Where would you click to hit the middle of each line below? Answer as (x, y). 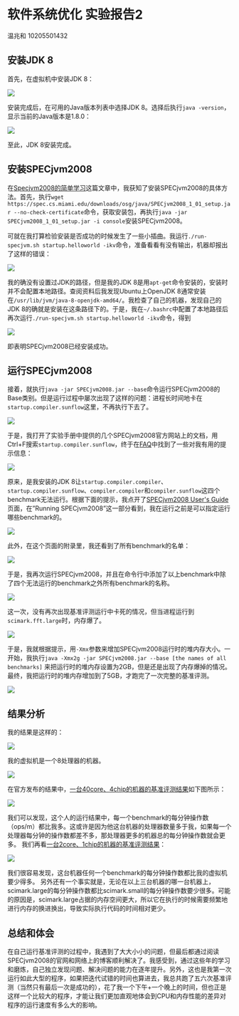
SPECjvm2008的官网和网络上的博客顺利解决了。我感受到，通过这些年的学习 (119, 960)
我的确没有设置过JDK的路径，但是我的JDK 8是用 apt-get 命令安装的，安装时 (118, 282)
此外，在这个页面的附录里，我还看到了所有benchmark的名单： (99, 546)
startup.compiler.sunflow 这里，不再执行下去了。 (80, 407)
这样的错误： (32, 253)
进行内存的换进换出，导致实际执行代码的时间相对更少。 (88, 908)
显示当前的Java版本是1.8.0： (49, 116)
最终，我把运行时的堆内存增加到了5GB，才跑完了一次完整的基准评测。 (110, 676)
